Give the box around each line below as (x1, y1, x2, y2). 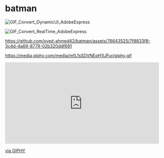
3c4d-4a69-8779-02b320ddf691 (5, 43, 72, 49)
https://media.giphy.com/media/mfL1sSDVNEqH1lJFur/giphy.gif (5, 52, 132, 59)
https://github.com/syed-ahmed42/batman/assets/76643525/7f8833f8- (5, 38, 151, 44)
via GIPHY (5, 148, 26, 154)
